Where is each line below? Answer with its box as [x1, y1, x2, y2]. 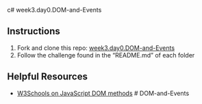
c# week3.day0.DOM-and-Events [7, 6, 102, 14]
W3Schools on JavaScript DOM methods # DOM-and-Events [16, 89, 190, 97]
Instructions [7, 25, 60, 37]
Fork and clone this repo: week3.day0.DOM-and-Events [16, 44, 175, 52]
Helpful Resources [7, 71, 88, 83]
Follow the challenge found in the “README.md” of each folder [16, 51, 195, 59]
